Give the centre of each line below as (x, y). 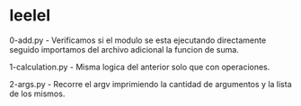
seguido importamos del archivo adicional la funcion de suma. (124, 49)
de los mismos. (37, 94)
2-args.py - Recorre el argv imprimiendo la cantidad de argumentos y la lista (150, 84)
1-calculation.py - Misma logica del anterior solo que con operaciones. (140, 67)
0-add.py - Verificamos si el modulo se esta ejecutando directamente (138, 40)
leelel (30, 16)
